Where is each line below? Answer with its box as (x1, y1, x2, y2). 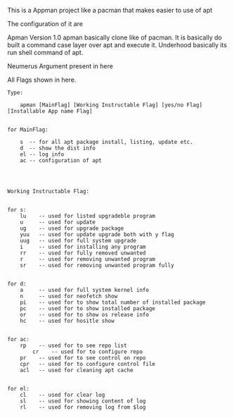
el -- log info (20, 151, 65, 158)
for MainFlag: (7, 126, 49, 133)
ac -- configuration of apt (20, 157, 102, 164)
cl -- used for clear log (20, 391, 105, 398)
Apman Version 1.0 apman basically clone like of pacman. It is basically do (7, 33, 223, 42)
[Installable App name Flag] (7, 108, 93, 115)
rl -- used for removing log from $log (20, 404, 146, 411)
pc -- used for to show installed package (20, 305, 156, 312)
